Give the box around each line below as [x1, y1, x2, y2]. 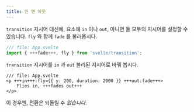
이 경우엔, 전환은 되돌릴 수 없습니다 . [6, 99, 87, 106]
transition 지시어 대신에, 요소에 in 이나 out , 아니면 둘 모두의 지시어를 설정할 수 [6, 25, 188, 32]
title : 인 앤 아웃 [6, 8, 46, 15]
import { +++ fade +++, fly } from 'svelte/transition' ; [6, 50, 143, 56]
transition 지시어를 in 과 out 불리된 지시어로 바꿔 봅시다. [6, 61, 138, 68]
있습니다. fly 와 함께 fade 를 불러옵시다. [6, 33, 98, 40]
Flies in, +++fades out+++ [16, 83, 82, 89]
